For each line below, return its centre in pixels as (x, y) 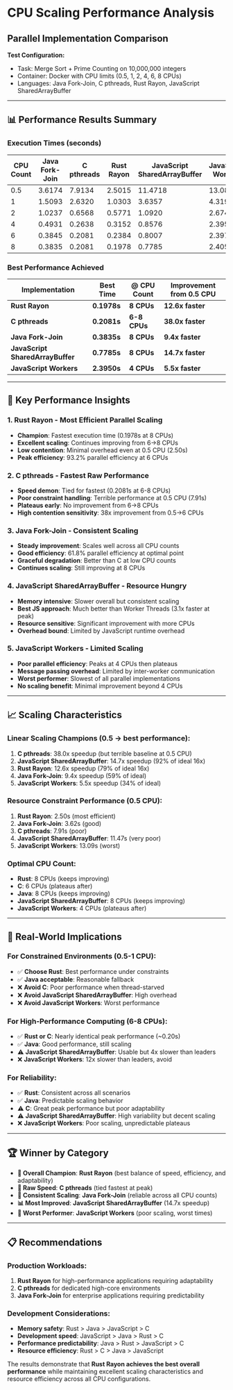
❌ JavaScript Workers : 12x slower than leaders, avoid (94, 1059)
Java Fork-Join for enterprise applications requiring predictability (111, 1295)
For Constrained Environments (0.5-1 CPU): (82, 957)
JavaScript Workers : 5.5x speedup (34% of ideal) (89, 783)
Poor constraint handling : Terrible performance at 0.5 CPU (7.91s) (112, 497)
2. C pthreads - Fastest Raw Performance (78, 475)
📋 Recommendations (55, 1242)
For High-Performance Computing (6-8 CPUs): (87, 1021)
